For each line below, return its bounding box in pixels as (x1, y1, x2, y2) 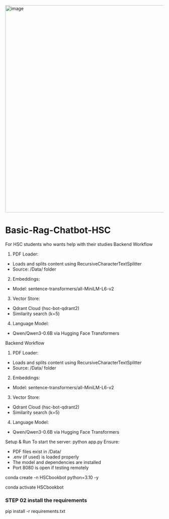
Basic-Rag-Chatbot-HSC (5, 225, 111, 236)
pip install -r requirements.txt (5, 508, 65, 514)
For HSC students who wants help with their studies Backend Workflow (5, 241, 153, 247)
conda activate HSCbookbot (5, 484, 64, 490)
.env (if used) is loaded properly (12, 454, 79, 460)
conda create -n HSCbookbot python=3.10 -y (5, 474, 99, 480)
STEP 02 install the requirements (5, 497, 87, 504)
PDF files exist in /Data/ (12, 448, 61, 454)
